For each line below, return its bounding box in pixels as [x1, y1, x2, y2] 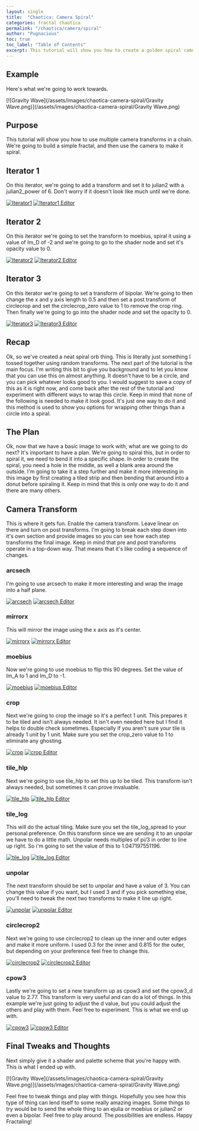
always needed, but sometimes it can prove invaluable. [6, 783, 140, 790]
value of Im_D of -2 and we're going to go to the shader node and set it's [6, 239, 184, 245]
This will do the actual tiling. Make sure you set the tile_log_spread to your [6, 824, 187, 831]
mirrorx [6, 613, 28, 621]
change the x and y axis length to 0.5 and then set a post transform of [6, 295, 176, 303]
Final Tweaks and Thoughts [6, 1041, 111, 1051]
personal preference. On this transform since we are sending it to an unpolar [6, 830, 193, 837]
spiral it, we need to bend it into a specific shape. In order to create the [6, 455, 179, 462]
